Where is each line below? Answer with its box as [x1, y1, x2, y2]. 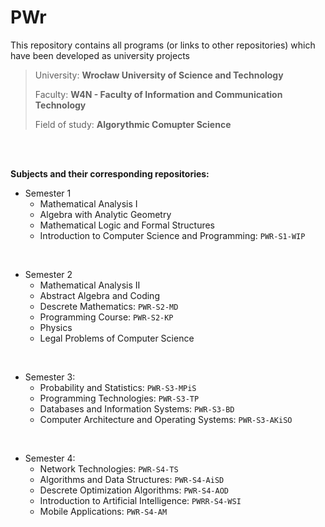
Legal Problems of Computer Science [39, 332, 195, 344]
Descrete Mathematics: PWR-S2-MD [39, 300, 179, 312]
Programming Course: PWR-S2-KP [39, 311, 174, 323]
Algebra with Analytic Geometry [39, 208, 172, 220]
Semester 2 [24, 268, 73, 280]
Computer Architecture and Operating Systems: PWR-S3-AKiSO [39, 413, 293, 425]
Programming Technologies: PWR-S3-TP [39, 392, 200, 404]
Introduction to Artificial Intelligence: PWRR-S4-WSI [39, 494, 242, 506]
